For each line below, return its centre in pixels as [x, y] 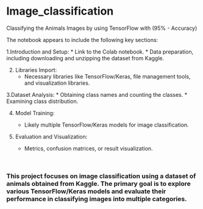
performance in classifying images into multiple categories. [97, 199]
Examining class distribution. [42, 101]
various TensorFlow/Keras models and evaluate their [86, 191]
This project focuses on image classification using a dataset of [101, 176]
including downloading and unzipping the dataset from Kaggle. [85, 58]
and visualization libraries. [57, 83]
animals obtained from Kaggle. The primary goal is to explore [98, 183]
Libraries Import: [36, 70]
